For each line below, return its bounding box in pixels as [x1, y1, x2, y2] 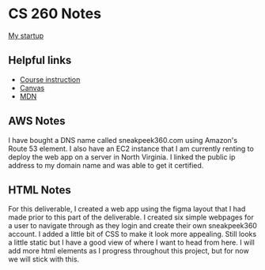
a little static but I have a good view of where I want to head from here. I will [8, 238, 255, 247]
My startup [8, 31, 44, 40]
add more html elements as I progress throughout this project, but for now [8, 246, 249, 256]
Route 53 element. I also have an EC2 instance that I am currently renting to [8, 144, 255, 153]
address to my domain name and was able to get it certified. [8, 160, 204, 170]
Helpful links [8, 54, 72, 67]
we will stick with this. [8, 254, 80, 264]
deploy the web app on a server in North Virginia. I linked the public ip [8, 152, 236, 162]
